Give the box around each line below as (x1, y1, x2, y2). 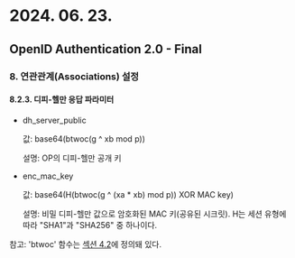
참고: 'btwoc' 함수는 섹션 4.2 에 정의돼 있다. (9, 238, 162, 249)
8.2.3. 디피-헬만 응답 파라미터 (9, 94, 115, 105)
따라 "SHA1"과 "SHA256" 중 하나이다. (22, 219, 158, 230)
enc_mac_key (22, 170, 74, 181)
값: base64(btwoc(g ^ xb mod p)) (22, 133, 146, 144)
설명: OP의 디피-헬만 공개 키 (22, 152, 122, 163)
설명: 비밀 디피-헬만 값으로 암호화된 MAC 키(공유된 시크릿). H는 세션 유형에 (22, 208, 287, 219)
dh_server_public (22, 115, 88, 125)
